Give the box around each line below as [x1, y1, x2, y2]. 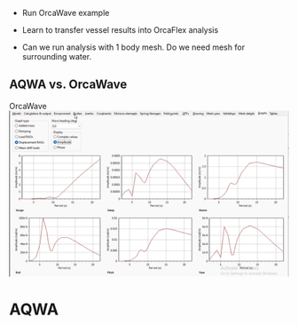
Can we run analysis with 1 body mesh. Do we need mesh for [21, 42, 246, 52]
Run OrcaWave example [21, 8, 110, 18]
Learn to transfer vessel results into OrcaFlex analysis [21, 25, 219, 35]
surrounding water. [21, 52, 92, 61]
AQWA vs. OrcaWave [9, 77, 128, 92]
